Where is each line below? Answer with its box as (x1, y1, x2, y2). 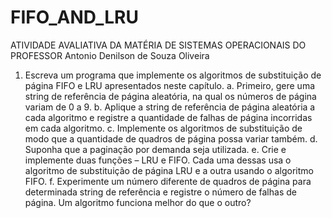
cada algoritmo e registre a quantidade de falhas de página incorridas (24, 111, 313, 123)
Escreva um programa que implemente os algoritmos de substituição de (24, 69, 322, 81)
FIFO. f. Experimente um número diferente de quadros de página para (24, 175, 312, 187)
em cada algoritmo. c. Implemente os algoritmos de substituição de (24, 122, 303, 134)
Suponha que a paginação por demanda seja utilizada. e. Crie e (24, 143, 287, 155)
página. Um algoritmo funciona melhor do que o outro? (24, 196, 252, 208)
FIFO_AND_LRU (10, 6, 139, 29)
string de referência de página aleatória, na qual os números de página (24, 90, 317, 102)
